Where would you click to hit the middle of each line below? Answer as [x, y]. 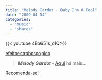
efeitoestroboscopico [28, 54]
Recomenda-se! [22, 73]
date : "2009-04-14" [26, 15]
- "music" [20, 24]
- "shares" [22, 29]
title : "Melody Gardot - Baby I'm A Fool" [51, 10]
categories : [18, 19]
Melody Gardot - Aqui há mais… [52, 63]
